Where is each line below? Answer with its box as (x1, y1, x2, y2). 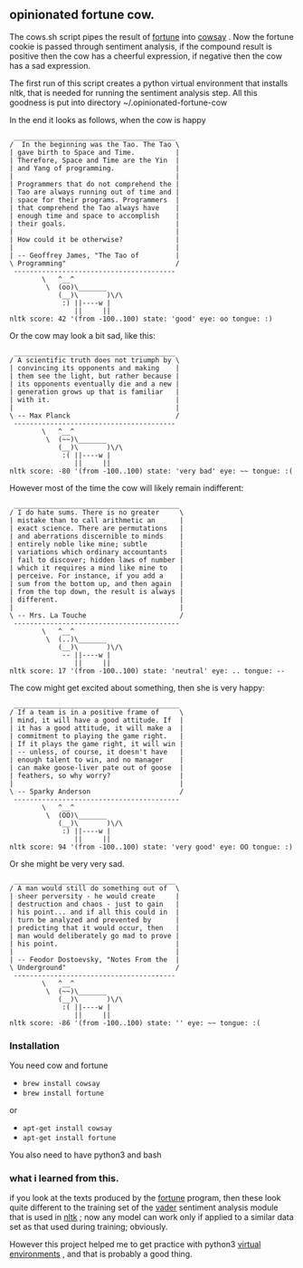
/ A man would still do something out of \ (9, 883, 180, 893)
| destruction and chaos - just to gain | (9, 899, 180, 908)
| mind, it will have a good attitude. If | (9, 716, 184, 725)
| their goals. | (9, 219, 180, 228)
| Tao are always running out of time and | (9, 187, 180, 197)
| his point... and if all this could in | (9, 908, 180, 917)
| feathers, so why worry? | (9, 771, 184, 780)
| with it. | (9, 395, 180, 404)
